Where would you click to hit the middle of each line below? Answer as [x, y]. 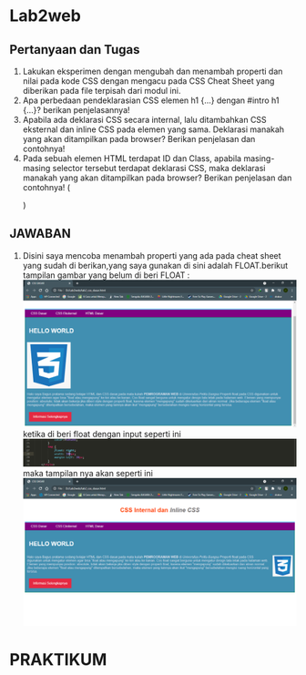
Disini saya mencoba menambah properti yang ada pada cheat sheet [152, 255]
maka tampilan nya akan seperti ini [87, 474]
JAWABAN [40, 234]
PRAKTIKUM [58, 659]
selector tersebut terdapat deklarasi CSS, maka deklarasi [159, 168]
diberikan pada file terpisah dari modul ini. [102, 91]
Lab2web [46, 16]
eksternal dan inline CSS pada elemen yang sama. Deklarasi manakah [153, 129]
